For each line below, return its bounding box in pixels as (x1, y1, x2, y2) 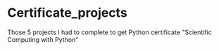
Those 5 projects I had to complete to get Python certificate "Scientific (7, 28, 213, 36)
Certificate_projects (7, 5, 128, 21)
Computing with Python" (7, 35, 79, 43)
